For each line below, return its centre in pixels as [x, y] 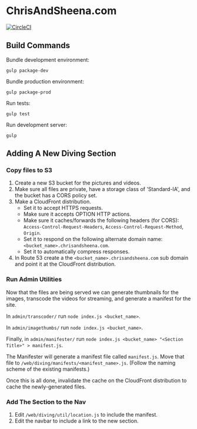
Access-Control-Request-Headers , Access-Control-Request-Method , [103, 227]
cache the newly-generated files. [46, 387]
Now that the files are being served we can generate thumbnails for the [92, 292]
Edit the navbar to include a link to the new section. [77, 421]
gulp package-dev [27, 71]
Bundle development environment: [48, 59]
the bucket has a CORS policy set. [56, 196]
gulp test [18, 114]
